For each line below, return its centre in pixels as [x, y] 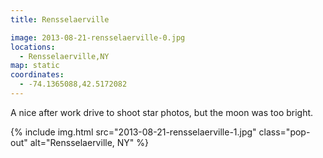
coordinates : [37, 75]
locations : [33, 47]
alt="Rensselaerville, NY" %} [89, 142]
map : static [35, 66]
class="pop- [284, 132]
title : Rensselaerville [60, 19]
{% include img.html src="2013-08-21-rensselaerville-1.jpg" [133, 132]
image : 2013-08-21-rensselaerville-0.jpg [98, 37]
